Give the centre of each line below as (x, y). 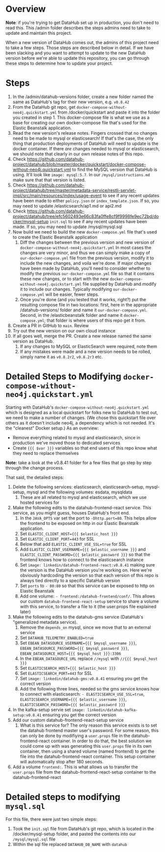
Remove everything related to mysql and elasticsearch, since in (76, 437)
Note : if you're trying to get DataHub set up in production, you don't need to (82, 23)
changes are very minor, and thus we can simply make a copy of (85, 253)
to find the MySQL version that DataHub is (115, 169)
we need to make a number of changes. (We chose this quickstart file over (81, 418)
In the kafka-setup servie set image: (49, 710)
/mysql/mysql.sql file (34, 839)
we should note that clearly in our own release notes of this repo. (78, 154)
